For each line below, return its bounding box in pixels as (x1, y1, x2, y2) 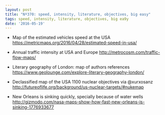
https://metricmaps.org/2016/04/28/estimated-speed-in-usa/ (12, 40, 137, 46)
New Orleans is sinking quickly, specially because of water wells (12, 94, 143, 100)
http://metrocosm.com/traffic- (99, 49, 160, 55)
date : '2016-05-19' (5, 21, 45, 26)
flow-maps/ (12, 55, 36, 61)
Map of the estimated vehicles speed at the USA (12, 35, 111, 40)
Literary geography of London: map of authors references (12, 64, 130, 70)
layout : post (5, 7, 32, 12)
